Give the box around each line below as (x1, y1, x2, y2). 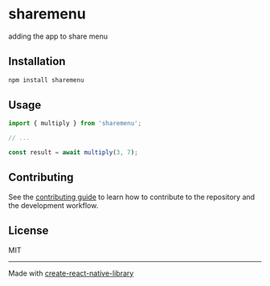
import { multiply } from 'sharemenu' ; (8, 120, 142, 128)
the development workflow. (8, 200, 99, 210)
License (8, 224, 49, 238)
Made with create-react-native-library (8, 268, 134, 278)
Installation (8, 55, 66, 68)
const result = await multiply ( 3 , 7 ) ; (8, 149, 138, 157)
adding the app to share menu (8, 31, 108, 41)
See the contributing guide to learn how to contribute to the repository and (8, 192, 256, 202)
